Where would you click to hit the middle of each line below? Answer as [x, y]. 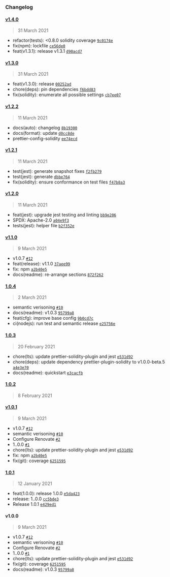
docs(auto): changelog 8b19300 [45, 128]
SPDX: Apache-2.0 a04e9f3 [41, 220]
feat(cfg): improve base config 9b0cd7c [53, 318]
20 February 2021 [36, 346]
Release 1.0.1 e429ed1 [35, 504]
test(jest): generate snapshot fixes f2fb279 [57, 171]
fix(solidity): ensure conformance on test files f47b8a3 [69, 182]
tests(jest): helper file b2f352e [43, 225]
